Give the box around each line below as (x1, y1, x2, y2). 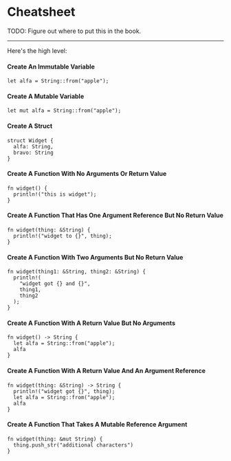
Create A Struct (7, 122, 53, 130)
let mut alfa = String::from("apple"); (7, 107, 122, 114)
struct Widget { (7, 137, 54, 144)
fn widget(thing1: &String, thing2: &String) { (7, 269, 146, 276)
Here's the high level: (7, 46, 67, 55)
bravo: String (13, 149, 54, 156)
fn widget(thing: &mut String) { (7, 436, 103, 442)
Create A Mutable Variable (7, 92, 85, 100)
